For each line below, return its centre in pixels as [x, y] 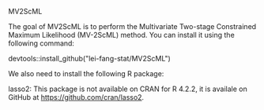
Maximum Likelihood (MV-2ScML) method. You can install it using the [121, 35]
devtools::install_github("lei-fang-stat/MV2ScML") [90, 59]
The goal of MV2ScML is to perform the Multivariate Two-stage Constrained [132, 26]
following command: [41, 43]
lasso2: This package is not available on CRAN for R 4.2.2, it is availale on [128, 89]
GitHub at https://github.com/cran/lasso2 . [76, 97]
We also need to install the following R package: [86, 73]
